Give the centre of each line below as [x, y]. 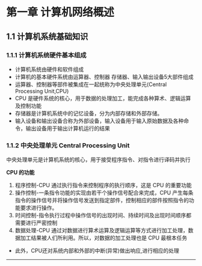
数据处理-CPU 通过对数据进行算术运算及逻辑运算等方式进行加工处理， [101, 230]
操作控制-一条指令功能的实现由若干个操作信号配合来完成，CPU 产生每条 [104, 193]
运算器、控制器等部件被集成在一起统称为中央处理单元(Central [91, 84]
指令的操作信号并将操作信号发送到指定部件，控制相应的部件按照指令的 [102, 200]
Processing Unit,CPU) [42, 91]
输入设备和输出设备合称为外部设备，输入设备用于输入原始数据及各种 [99, 120]
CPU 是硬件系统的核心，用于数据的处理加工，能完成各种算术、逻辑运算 [103, 98]
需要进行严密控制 [36, 223]
